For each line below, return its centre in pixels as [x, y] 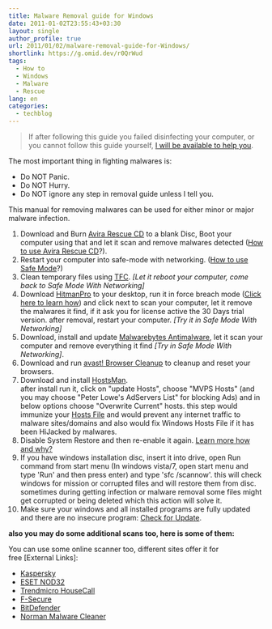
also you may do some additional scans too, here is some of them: [121, 533]
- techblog [34, 114]
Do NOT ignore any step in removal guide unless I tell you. [117, 194]
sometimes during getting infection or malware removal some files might [141, 492]
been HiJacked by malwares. [68, 431]
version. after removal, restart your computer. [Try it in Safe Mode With [138, 320]
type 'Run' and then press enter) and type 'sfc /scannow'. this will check [140, 475]
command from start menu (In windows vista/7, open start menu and [134, 466]
